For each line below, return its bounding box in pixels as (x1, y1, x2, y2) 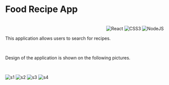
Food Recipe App (5, 4, 78, 15)
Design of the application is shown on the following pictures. (5, 54, 131, 61)
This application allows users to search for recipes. (5, 35, 111, 41)
